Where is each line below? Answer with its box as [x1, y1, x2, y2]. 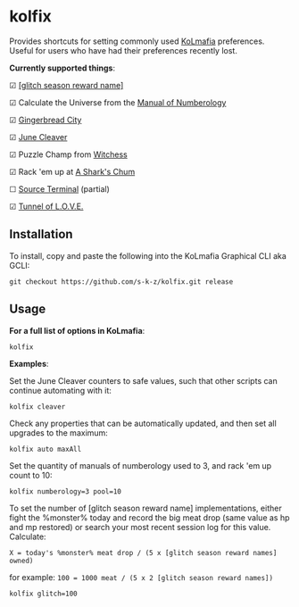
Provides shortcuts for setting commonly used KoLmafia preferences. [9, 36, 265, 46]
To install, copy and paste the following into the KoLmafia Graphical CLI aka [9, 250, 287, 261]
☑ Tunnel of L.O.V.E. [9, 201, 84, 212]
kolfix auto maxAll [9, 445, 82, 453]
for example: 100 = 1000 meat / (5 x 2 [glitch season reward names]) [9, 571, 274, 582]
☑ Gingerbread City [9, 114, 82, 125]
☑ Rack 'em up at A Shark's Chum [9, 166, 136, 177]
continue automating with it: [9, 385, 112, 395]
